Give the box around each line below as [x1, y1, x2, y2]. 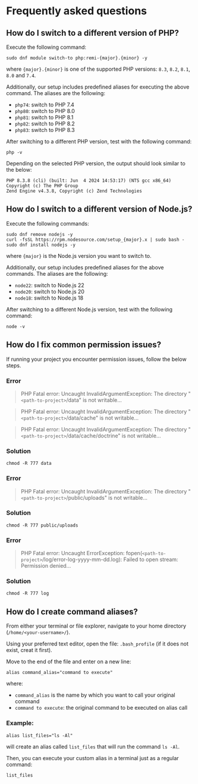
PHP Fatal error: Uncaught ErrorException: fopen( [20, 550, 143, 557]
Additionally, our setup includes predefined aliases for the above [6, 263, 165, 271]
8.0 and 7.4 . [6, 72, 36, 78]
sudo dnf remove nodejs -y [6, 231, 73, 237]
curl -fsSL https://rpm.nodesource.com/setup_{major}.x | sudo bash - [6, 237, 185, 243]
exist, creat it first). [6, 647, 52, 654]
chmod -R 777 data [6, 461, 52, 467]
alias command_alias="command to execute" [6, 670, 113, 676]
